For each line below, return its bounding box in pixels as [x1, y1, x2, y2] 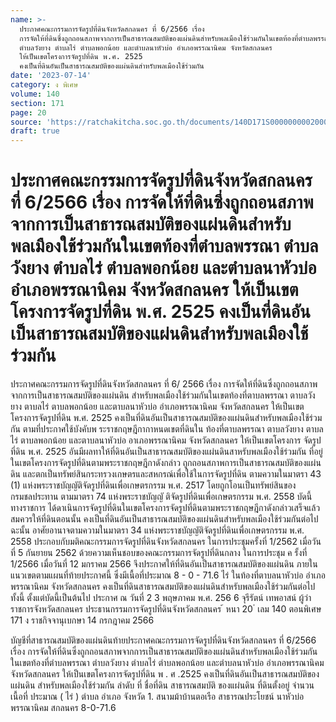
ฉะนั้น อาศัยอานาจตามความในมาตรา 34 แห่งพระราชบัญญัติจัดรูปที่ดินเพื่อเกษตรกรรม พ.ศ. [10, 524, 305, 536]
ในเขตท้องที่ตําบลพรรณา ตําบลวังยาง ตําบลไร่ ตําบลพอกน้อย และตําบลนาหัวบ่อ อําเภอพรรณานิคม [10, 657, 325, 669]
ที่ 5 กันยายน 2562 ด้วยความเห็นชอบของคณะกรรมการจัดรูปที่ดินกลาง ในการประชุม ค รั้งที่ [10, 547, 308, 559]
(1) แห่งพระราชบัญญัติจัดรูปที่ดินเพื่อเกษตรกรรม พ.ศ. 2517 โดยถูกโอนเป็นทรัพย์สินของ [10, 479, 297, 491]
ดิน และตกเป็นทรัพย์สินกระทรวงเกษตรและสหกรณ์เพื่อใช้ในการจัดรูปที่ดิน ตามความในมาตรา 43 [10, 468, 322, 480]
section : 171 [10, 98, 65, 108]
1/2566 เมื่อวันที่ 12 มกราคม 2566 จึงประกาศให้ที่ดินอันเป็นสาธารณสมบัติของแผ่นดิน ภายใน [10, 558, 318, 570]
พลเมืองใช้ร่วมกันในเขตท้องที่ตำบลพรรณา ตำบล [10, 235, 319, 258]
